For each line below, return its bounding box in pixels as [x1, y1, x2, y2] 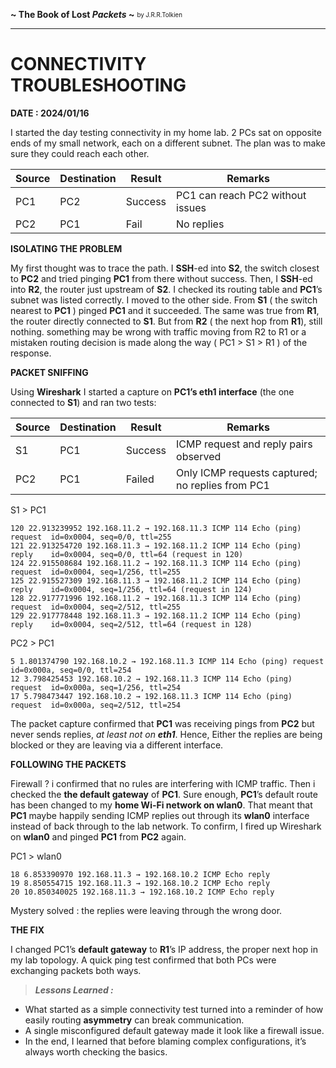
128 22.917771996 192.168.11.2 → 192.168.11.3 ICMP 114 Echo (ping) [10, 593, 302, 603]
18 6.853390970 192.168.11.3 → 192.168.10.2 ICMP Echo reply [10, 869, 271, 879]
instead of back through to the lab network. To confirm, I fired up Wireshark [10, 820, 322, 832]
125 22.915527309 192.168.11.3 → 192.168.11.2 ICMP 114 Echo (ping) [10, 575, 302, 586]
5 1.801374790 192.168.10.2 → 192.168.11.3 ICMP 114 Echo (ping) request [10, 656, 325, 666]
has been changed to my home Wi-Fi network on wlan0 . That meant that [10, 799, 313, 811]
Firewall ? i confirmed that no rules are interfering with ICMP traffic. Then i [10, 777, 316, 789]
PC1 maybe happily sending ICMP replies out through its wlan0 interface [10, 809, 310, 821]
